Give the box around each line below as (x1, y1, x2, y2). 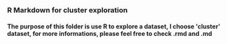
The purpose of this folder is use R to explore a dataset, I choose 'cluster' (7, 22, 221, 30)
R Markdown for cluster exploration (7, 5, 128, 15)
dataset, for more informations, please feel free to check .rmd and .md (7, 29, 213, 37)
